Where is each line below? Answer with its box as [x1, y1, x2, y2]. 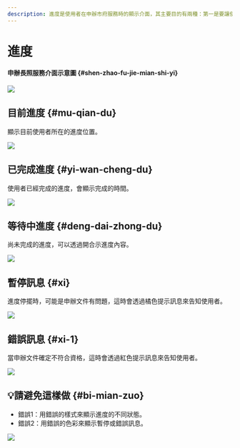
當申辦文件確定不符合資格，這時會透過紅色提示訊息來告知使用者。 [7, 354, 201, 362]
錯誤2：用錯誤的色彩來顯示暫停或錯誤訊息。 [17, 419, 148, 427]
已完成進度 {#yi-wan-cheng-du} [7, 163, 153, 175]
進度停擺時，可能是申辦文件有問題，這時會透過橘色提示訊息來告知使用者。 [7, 297, 226, 305]
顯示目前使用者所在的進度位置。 [7, 127, 101, 136]
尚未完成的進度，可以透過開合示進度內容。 [7, 240, 133, 249]
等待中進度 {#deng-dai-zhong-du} [7, 220, 163, 233]
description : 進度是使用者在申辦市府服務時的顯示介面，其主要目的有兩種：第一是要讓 [7, 10, 230, 18]
